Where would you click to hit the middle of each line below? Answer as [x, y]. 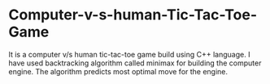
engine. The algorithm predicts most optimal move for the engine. [118, 71]
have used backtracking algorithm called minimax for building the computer [135, 63]
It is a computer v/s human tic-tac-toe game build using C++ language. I [129, 54]
